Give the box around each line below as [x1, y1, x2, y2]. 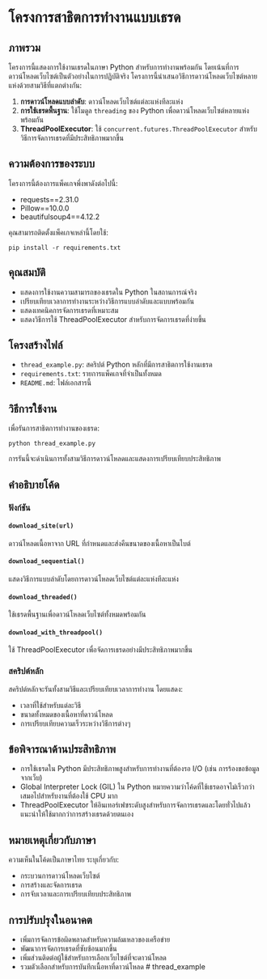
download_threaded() [8, 593, 78, 601]
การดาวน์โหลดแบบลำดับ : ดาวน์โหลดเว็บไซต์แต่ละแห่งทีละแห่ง [19, 97, 184, 106]
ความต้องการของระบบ [8, 157, 95, 171]
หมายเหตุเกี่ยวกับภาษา [8, 833, 96, 847]
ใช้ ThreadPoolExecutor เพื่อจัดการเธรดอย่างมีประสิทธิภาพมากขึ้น [8, 645, 193, 655]
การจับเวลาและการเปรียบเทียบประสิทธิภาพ [19, 889, 132, 899]
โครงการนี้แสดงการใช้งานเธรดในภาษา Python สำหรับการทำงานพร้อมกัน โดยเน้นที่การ [8, 62, 239, 72]
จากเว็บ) [19, 773, 43, 782]
